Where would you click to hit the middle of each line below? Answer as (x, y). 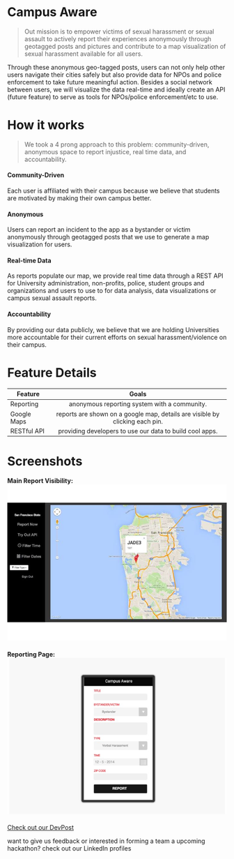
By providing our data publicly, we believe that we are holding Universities (113, 329)
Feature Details (52, 372)
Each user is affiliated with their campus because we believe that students (114, 191)
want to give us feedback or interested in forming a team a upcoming (106, 841)
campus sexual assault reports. (52, 298)
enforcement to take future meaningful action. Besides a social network (110, 82)
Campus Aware (52, 12)
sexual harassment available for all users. (83, 54)
